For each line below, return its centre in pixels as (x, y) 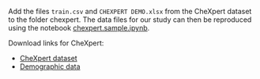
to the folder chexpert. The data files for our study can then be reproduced (130, 20)
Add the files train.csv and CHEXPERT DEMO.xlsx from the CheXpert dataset (130, 11)
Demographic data (50, 66)
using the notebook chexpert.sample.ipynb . (79, 28)
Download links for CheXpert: (56, 43)
